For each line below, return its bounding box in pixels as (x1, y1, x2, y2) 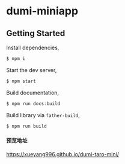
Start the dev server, (6, 66, 57, 73)
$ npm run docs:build (6, 100, 61, 106)
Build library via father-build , (6, 111, 80, 118)
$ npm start (6, 78, 36, 84)
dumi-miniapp (6, 4, 79, 18)
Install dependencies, (6, 44, 59, 51)
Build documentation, (6, 89, 59, 96)
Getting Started (6, 28, 66, 38)
